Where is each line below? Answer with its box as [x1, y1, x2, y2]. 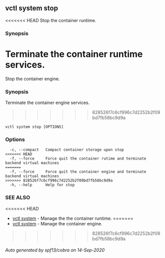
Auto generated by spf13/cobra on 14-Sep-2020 [5, 247, 105, 253]
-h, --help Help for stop [9, 183, 75, 188]
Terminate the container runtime [5, 48, 143, 60]
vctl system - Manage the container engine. [12, 220, 102, 226]
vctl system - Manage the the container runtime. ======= [12, 215, 133, 221]
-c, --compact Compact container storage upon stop [9, 148, 124, 153]
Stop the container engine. [5, 75, 60, 82]
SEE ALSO [5, 194, 30, 201]
